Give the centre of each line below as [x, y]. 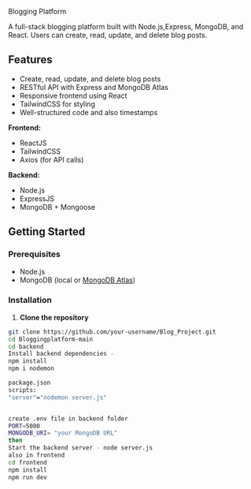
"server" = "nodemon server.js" [58, 398]
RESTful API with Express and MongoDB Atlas [94, 87]
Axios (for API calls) [52, 159]
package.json [30, 383]
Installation [30, 300]
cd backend [26, 346]
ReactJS [33, 143]
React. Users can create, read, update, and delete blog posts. [108, 35]
